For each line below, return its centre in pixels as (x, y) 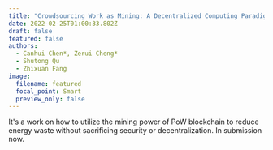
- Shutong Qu (38, 62)
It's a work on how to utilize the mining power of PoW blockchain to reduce (134, 122)
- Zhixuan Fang (41, 69)
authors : (23, 46)
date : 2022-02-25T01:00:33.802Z (63, 24)
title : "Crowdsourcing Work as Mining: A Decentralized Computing (123, 16)
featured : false (36, 39)
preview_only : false (50, 99)
